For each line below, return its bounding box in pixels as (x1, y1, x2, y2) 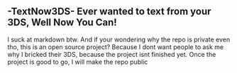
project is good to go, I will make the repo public (7, 58, 148, 66)
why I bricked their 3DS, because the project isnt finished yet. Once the (7, 50, 216, 58)
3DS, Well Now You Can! (7, 17, 117, 29)
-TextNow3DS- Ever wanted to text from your (7, 6, 211, 18)
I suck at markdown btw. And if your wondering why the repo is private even (7, 35, 231, 44)
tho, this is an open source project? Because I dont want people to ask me (7, 42, 224, 51)
